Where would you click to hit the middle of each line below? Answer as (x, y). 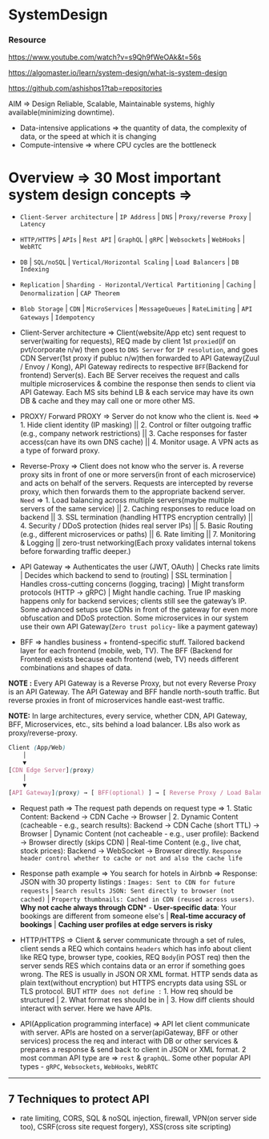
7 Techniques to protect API (79, 1098)
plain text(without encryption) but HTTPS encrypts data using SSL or (133, 982)
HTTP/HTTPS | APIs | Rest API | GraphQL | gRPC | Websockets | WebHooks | (132, 239)
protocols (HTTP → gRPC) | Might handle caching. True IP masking (130, 592)
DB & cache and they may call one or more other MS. (107, 401)
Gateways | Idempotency (57, 317)
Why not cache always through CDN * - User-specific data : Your (128, 907)
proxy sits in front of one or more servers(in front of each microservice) (138, 474)
